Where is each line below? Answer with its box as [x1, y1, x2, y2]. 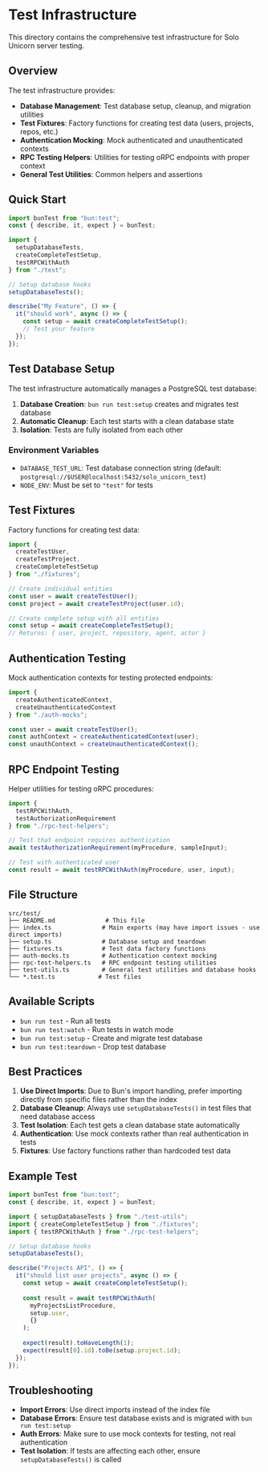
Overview [8, 64, 59, 78]
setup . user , [29, 1309, 70, 1317]
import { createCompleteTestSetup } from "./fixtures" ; [8, 1220, 199, 1228]
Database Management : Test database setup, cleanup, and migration [19, 101, 251, 110]
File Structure [8, 888, 78, 902]
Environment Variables [8, 445, 99, 456]
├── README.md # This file [8, 916, 146, 924]
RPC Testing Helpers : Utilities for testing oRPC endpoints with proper [19, 152, 250, 162]
